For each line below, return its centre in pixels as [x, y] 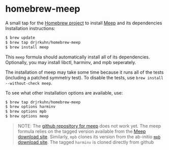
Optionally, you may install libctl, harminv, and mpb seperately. [71, 62]
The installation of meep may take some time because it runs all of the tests [84, 72]
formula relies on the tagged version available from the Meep [82, 131]
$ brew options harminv [31, 107]
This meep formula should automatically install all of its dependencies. [78, 57]
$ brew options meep [27, 116]
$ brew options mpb [26, 112]
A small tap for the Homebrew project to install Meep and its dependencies [84, 23]
